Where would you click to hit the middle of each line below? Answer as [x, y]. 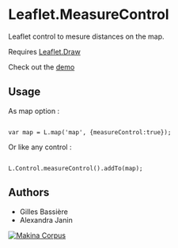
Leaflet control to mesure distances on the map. [86, 36]
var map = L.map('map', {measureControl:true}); [90, 132]
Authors [29, 192]
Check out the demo [42, 67]
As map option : [34, 111]
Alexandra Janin [46, 220]
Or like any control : [40, 147]
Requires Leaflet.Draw [44, 51]
